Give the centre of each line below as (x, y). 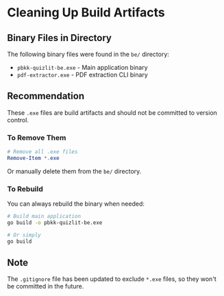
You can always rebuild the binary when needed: (76, 204)
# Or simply (24, 235)
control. (18, 120)
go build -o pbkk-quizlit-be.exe (55, 223)
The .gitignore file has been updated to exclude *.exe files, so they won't (112, 279)
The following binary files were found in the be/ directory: (88, 54)
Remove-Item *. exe (33, 158)
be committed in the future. (46, 286)
